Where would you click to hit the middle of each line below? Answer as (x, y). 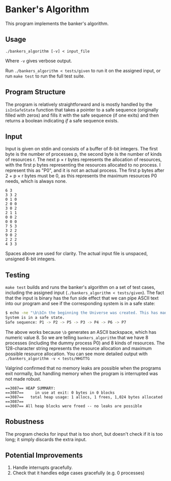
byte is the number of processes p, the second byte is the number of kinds (83, 154)
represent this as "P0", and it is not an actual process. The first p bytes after (85, 170)
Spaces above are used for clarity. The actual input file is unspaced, (77, 254)
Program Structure (36, 92)
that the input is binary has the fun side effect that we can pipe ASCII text (82, 298)
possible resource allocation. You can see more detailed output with (76, 354)
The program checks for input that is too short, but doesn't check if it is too (84, 434)
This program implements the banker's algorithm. (57, 23)
